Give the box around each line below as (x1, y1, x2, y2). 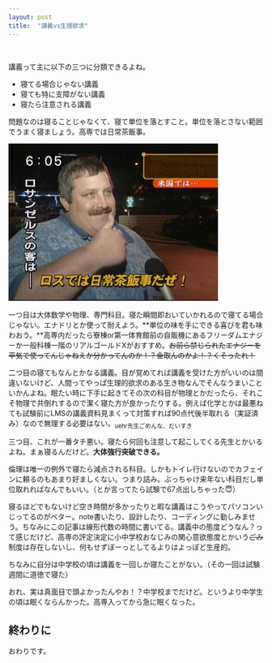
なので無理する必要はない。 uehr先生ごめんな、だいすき (22, 418, 193, 430)
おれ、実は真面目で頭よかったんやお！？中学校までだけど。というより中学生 (8, 587, 264, 596)
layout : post (8, 13, 53, 21)
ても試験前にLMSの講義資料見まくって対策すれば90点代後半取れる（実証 (8, 408, 252, 418)
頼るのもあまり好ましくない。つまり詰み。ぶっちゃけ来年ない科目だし (22, 475, 257, 484)
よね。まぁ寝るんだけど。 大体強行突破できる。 (8, 447, 164, 457)
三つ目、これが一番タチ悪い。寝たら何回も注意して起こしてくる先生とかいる (8, 437, 263, 446)
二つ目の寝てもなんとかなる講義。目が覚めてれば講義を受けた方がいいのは (8, 368, 257, 377)
